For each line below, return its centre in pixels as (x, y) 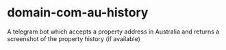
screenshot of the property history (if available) (74, 38)
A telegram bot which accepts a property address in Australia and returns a (113, 32)
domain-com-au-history (78, 13)
